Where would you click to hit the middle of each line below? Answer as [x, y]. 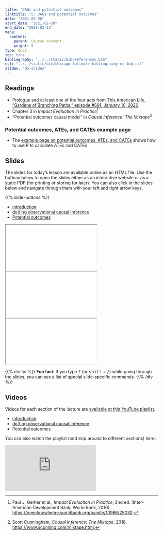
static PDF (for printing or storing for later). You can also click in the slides [79, 183]
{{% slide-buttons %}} [27, 197]
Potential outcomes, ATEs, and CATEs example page [68, 130]
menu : [10, 32]
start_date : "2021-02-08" [31, 23]
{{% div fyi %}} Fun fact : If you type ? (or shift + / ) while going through [79, 372]
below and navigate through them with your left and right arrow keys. [74, 188]
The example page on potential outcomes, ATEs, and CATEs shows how [84, 140]
